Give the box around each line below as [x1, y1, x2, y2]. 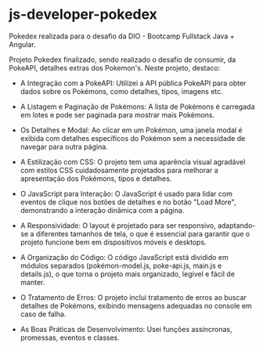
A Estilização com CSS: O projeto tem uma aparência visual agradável [20, 157, 246, 166]
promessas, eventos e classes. [20, 333, 121, 342]
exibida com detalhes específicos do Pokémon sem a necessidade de [20, 133, 246, 143]
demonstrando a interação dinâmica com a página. [20, 205, 185, 215]
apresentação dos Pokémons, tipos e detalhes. [20, 174, 172, 183]
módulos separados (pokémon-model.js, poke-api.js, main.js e [20, 261, 222, 270]
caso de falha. [20, 309, 67, 319]
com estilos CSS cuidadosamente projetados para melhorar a [20, 165, 218, 175]
